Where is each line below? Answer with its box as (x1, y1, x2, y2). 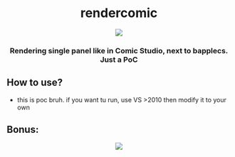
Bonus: (6, 124, 39, 136)
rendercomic (80, 5, 158, 21)
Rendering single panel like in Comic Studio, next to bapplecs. (9, 45, 229, 55)
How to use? (6, 77, 63, 89)
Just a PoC (100, 55, 138, 65)
